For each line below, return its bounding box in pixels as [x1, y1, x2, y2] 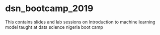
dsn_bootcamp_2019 [5, 3, 93, 14]
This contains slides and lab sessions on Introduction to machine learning [5, 19, 156, 25]
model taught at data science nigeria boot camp [5, 24, 103, 30]
